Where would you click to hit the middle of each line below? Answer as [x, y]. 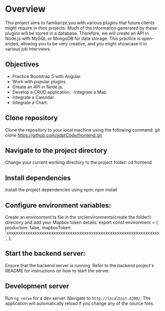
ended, [12, 43]
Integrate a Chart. [30, 103]
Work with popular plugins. [40, 81]
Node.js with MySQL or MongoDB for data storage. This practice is [73, 38]
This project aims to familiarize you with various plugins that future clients [80, 23]
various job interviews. [28, 49]
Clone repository [32, 118]
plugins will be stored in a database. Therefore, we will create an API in [77, 33]
